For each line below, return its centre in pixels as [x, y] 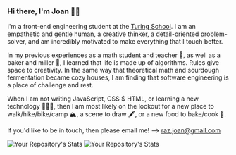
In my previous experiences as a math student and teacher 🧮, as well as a [114, 55]
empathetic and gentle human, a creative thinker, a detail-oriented [103, 34]
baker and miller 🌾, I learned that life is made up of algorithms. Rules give [113, 63]
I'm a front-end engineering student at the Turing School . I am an [101, 27]
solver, [17, 42]
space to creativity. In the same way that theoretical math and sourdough [113, 70]
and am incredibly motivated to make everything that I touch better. [125, 42]
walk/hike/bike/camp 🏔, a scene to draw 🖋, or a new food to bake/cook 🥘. [117, 114]
